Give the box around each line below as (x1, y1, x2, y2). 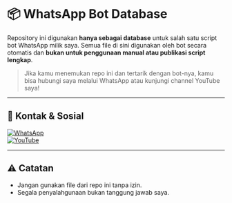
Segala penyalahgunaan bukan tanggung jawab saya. (17, 188, 170, 196)
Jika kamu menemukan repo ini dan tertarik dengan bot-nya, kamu (23, 69, 214, 77)
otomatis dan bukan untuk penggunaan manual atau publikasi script (7, 48, 206, 57)
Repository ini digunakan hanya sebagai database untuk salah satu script (7, 33, 217, 42)
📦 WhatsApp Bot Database (7, 6, 168, 22)
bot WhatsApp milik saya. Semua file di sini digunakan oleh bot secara (7, 41, 207, 49)
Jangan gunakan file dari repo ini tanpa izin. (17, 181, 142, 189)
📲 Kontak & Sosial (7, 110, 84, 122)
